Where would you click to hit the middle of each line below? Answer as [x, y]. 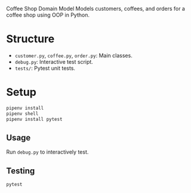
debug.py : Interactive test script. [54, 61]
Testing [21, 171]
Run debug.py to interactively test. [47, 152]
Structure [30, 39]
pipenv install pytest [34, 119]
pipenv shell [22, 113]
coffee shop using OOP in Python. [48, 15]
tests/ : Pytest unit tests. [45, 68]
